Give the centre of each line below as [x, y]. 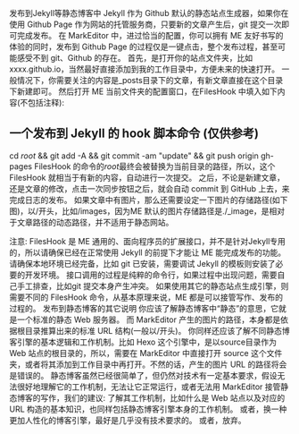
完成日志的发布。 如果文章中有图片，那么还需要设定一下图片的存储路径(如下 [149, 200]
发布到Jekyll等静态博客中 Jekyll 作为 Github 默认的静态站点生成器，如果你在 [149, 13]
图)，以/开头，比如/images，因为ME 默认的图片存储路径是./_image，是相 [143, 211]
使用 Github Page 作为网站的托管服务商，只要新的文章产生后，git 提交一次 [145, 24]
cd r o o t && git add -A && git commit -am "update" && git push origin [134, 156]
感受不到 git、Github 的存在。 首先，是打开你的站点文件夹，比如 [134, 58]
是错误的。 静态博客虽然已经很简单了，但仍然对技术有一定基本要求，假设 [143, 375]
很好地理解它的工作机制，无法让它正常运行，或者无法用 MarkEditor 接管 [149, 387]
